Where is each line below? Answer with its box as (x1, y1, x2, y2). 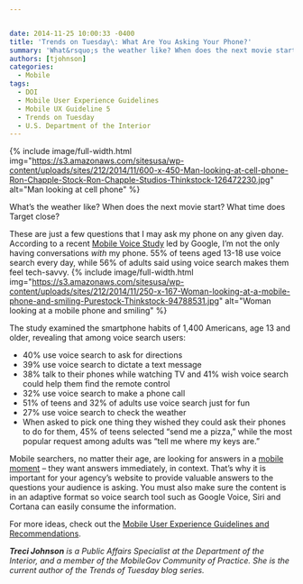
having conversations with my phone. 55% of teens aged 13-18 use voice (9, 248, 281, 259)
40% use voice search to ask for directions (22, 350, 183, 360)
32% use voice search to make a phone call (22, 388, 186, 399)
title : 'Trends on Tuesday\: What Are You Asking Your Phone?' (9, 37, 252, 46)
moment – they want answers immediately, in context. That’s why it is (9, 463, 266, 474)
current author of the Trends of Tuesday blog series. (9, 565, 205, 576)
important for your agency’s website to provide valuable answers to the (9, 472, 273, 483)
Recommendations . (9, 528, 81, 539)
